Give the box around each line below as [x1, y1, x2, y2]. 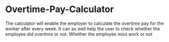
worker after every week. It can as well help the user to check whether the [5, 25, 160, 31]
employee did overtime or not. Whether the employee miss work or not [5, 31, 153, 37]
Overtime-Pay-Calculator [5, 4, 114, 15]
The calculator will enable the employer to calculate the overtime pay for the [5, 20, 164, 26]
